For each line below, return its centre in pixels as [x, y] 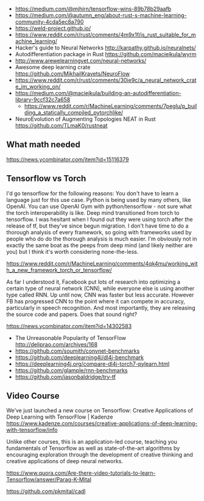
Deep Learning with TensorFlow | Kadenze [60, 417]
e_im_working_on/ [38, 87]
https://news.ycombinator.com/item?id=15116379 [68, 159]
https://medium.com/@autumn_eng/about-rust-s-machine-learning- [101, 15]
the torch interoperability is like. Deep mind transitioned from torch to [93, 212]
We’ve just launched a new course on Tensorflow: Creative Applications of [100, 411]
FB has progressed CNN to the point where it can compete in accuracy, [96, 301]
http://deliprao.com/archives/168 [56, 344]
